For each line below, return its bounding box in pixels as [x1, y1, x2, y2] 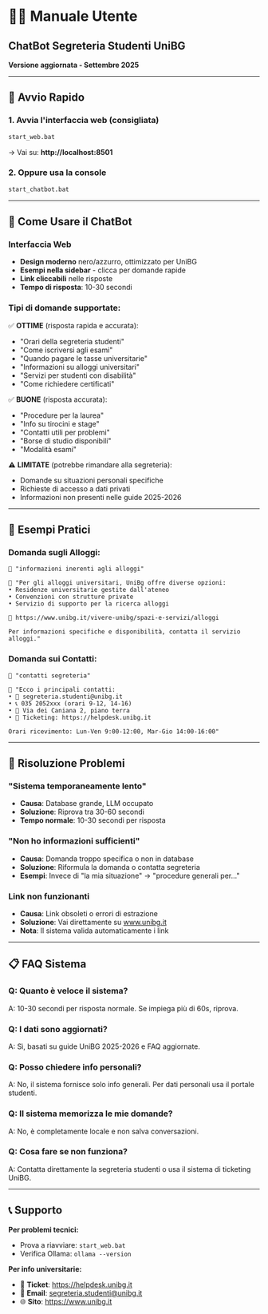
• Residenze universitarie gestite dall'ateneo [8, 586, 170, 594]
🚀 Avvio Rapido [8, 91, 85, 105]
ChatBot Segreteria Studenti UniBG [8, 39, 186, 53]
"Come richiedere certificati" [19, 379, 115, 388]
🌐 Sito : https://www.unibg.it [19, 1296, 112, 1306]
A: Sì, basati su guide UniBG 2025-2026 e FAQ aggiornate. [8, 1042, 201, 1051]
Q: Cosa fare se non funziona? [8, 1146, 128, 1157]
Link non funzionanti [8, 891, 90, 902]
